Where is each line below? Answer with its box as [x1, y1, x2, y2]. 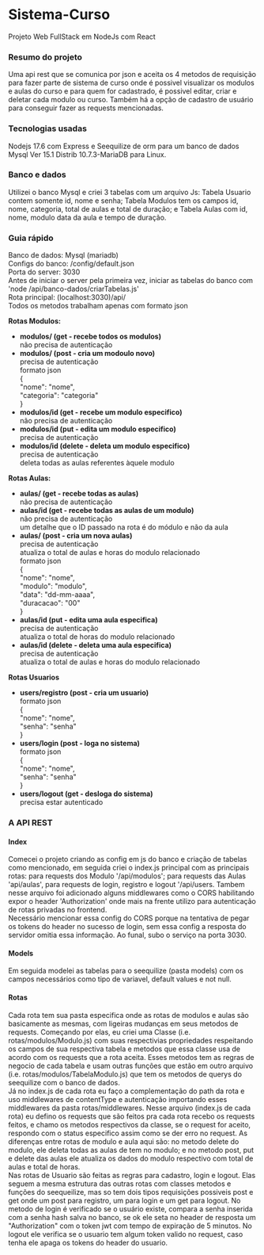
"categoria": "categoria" [19, 391, 99, 400]
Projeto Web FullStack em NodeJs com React [8, 32, 156, 41]
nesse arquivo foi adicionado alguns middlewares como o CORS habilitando [8, 888, 255, 897]
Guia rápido [8, 232, 54, 243]
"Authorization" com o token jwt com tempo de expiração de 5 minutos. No [8, 1221, 253, 1230]
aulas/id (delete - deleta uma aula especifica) [19, 641, 172, 650]
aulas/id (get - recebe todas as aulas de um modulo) [19, 506, 194, 515]
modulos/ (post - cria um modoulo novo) [19, 349, 156, 358]
